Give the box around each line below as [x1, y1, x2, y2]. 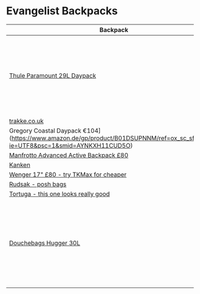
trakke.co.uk [9, 117, 44, 125]
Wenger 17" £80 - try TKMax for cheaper [9, 170, 127, 179]
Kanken [9, 161, 31, 169]
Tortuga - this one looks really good [9, 189, 110, 198]
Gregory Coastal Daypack [9, 126, 82, 135]
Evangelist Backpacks [6, 4, 118, 18]
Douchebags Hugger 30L [9, 239, 80, 247]
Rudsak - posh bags [9, 180, 67, 188]
